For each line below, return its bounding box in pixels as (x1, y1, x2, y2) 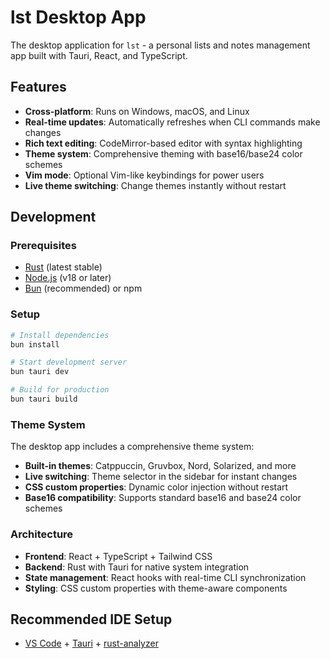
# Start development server (10, 357, 128, 368)
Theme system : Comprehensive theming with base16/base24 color (24, 147, 303, 160)
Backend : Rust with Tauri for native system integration (24, 561, 250, 573)
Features (10, 79, 67, 96)
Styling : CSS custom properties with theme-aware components (24, 582, 288, 594)
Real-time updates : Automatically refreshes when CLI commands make (24, 116, 321, 128)
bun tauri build (10, 394, 78, 405)
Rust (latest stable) (24, 261, 103, 273)
